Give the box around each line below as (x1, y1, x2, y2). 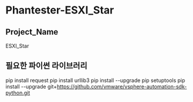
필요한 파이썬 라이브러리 (5, 61, 87, 71)
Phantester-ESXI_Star (5, 4, 114, 17)
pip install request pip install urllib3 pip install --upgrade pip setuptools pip (5, 77, 185, 84)
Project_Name (5, 27, 59, 37)
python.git (5, 89, 31, 96)
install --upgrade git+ (5, 83, 57, 90)
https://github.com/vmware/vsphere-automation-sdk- (56, 83, 187, 90)
